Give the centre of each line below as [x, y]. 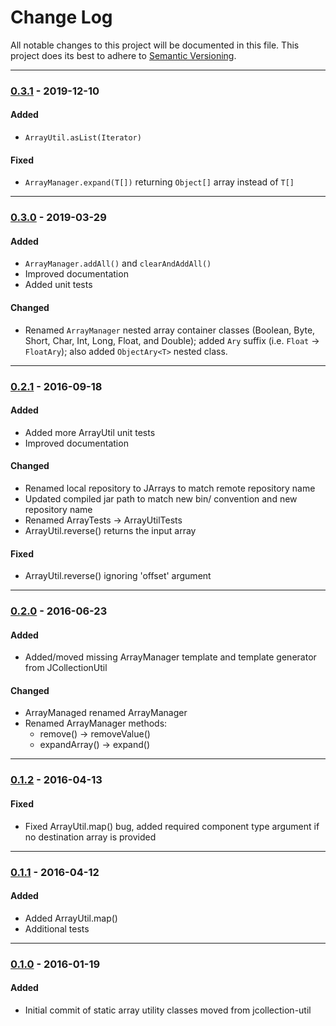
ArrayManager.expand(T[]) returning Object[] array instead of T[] [159, 182]
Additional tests [57, 928]
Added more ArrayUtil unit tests [90, 432]
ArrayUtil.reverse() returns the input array [110, 530]
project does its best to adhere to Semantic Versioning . [123, 55]
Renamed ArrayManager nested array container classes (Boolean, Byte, [170, 330]
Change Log [61, 17]
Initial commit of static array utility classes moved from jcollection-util [168, 1010]
